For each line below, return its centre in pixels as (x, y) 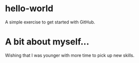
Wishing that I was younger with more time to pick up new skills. (70, 55)
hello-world (29, 9)
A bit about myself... (47, 42)
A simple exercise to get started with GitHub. (50, 22)
